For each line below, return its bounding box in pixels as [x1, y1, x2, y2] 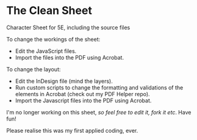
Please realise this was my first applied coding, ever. [6, 127, 138, 134]
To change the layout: [6, 65, 61, 73]
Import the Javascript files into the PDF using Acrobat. [15, 97, 152, 104]
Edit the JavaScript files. [15, 47, 77, 55]
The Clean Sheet [6, 4, 93, 18]
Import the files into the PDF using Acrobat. [15, 54, 124, 61]
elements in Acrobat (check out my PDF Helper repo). [15, 90, 151, 97]
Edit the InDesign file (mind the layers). [15, 77, 113, 85]
